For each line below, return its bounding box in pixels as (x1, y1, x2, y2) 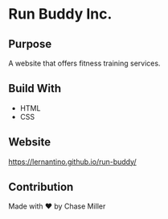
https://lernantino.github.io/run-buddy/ (8, 157, 137, 166)
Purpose (8, 37, 52, 51)
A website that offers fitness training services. (8, 58, 161, 68)
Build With (8, 82, 62, 95)
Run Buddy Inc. (8, 5, 113, 23)
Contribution (8, 180, 74, 194)
